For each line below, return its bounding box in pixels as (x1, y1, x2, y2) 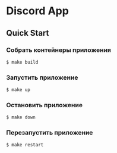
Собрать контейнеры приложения (6, 46, 112, 54)
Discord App (6, 4, 69, 18)
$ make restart (6, 142, 44, 148)
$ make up (6, 87, 31, 93)
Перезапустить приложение (6, 129, 93, 137)
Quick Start (6, 28, 49, 38)
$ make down (6, 114, 36, 120)
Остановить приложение (6, 101, 83, 109)
